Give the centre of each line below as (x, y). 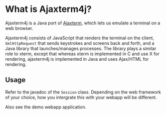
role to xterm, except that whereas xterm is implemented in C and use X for (82, 54)
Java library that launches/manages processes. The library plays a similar (81, 48)
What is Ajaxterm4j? (48, 9)
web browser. (19, 28)
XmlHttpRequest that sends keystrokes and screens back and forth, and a (80, 43)
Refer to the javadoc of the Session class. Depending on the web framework (83, 92)
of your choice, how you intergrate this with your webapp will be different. (81, 97)
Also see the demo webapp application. (46, 107)
